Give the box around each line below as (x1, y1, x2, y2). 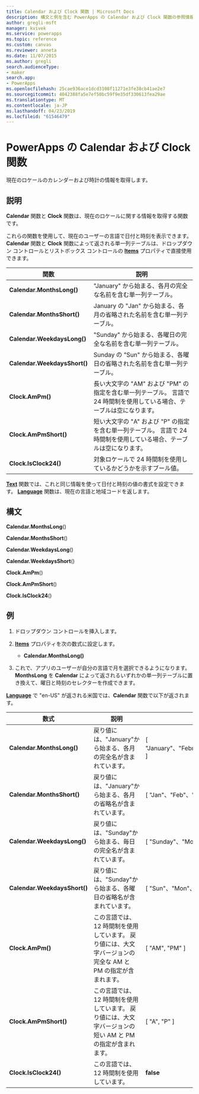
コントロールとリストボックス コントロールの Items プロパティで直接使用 (12, 247, 192, 254)
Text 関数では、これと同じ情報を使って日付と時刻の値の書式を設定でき (6, 481, 179, 487)
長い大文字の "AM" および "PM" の (94, 380, 190, 387)
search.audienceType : (6, 63, 60, 70)
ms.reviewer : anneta (6, 47, 57, 53)
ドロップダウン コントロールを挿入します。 (14, 627, 120, 635)
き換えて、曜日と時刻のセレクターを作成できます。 (14, 679, 139, 686)
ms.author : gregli (6, 58, 52, 64)
